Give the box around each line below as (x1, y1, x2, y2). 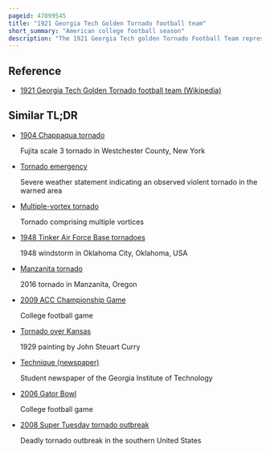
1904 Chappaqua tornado (19, 130, 105, 139)
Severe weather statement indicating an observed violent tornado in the (19, 177, 258, 186)
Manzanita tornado (19, 264, 83, 273)
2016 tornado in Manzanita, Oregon (19, 279, 138, 289)
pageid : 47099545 (8, 11, 67, 20)
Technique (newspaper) (19, 357, 100, 367)
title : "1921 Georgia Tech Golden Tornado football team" (8, 19, 207, 27)
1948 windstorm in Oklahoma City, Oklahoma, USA (19, 247, 188, 258)
